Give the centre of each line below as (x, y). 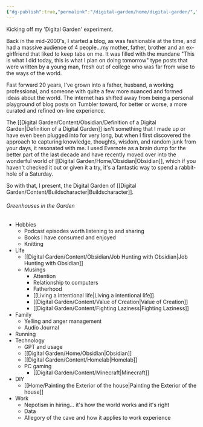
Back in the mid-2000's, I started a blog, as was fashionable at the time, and (101, 41)
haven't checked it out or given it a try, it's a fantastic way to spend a (92, 167)
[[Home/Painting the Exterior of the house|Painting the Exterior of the (110, 385)
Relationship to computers (66, 282)
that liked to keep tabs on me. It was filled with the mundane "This (112, 54)
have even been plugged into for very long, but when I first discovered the (99, 135)
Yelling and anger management (63, 321)
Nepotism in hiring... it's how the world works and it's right (97, 405)
